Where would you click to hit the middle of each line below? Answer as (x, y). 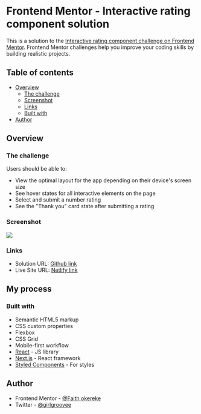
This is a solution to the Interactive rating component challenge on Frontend (101, 41)
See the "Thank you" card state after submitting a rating (85, 206)
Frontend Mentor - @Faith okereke (58, 398)
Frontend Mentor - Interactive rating (99, 11)
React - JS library (37, 352)
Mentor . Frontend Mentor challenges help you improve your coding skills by (100, 47)
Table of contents (40, 73)
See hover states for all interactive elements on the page (85, 193)
